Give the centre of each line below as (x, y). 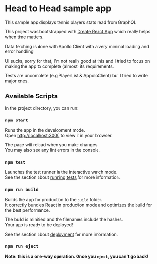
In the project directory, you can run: (42, 108)
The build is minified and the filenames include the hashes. (64, 219)
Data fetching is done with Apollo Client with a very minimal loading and (77, 46)
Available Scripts (31, 96)
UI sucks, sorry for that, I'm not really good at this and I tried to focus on (78, 61)
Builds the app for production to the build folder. (54, 199)
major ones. (17, 81)
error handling (19, 51)
